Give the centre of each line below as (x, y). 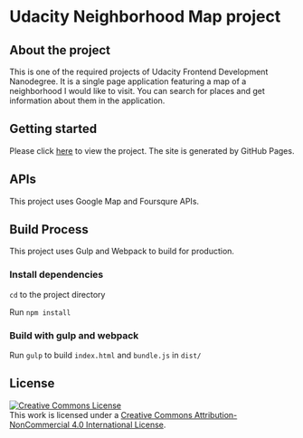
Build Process (49, 229)
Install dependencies (57, 275)
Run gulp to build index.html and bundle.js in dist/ (105, 356)
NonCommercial (40, 424)
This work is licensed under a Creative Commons (101, 414)
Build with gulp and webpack (74, 335)
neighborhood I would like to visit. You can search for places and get (137, 91)
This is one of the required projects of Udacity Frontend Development (139, 71)
